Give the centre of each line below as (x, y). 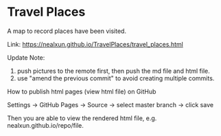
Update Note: (26, 57)
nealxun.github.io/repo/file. (45, 125)
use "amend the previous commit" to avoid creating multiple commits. (116, 78)
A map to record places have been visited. (67, 31)
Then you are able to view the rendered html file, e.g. (82, 118)
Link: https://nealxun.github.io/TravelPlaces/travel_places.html (95, 44)
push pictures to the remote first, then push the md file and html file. (114, 71)
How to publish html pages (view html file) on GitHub (82, 91)
